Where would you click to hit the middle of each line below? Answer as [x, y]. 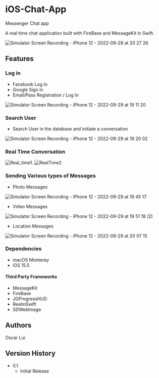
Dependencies [23, 249]
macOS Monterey [31, 260]
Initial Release [35, 371]
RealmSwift [24, 304]
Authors [18, 325]
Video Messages [30, 206]
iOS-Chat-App [36, 9]
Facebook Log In [30, 84]
